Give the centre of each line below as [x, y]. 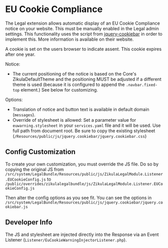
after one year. [20, 54]
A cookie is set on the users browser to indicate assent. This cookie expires [83, 49]
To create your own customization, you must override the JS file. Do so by [82, 164]
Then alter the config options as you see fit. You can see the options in [78, 198]
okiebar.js [17, 207]
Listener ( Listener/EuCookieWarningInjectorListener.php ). [66, 239]
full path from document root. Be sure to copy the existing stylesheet [84, 131]
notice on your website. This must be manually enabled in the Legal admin [82, 28]
